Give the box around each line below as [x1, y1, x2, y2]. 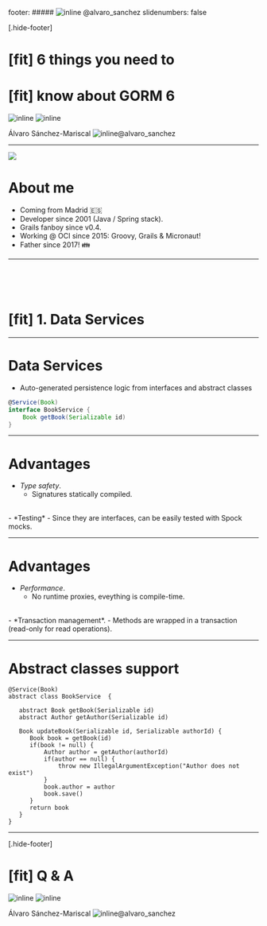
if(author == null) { [43, 755, 115, 763]
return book [29, 804, 69, 812]
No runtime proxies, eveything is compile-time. [31, 592, 185, 602]
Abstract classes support [8, 660, 180, 677]
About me [8, 179, 75, 197]
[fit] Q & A [8, 867, 74, 885]
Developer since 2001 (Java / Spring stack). [19, 215, 164, 224]
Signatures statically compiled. [31, 490, 133, 499]
